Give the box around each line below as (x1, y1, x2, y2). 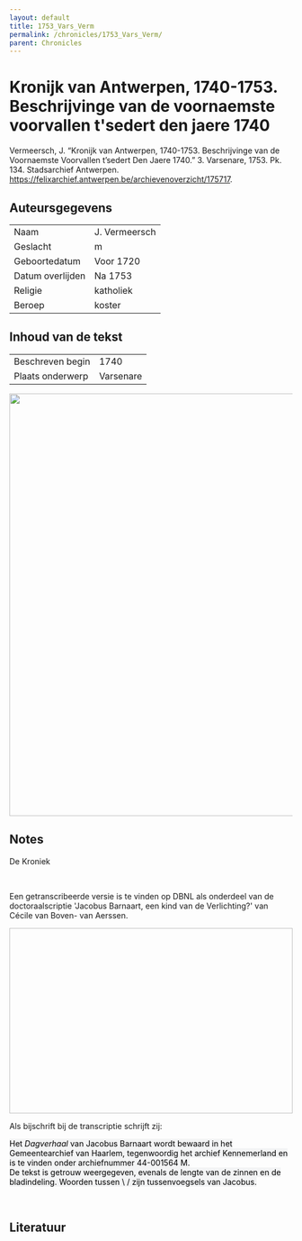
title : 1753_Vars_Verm (9, 22, 94, 31)
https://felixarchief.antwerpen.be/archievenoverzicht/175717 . (9, 174, 233, 185)
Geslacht (13, 241, 52, 252)
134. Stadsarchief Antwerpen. (9, 164, 120, 176)
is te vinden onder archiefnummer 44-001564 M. (9, 1157, 191, 1168)
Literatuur (9, 1220, 67, 1236)
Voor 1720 (93, 255, 141, 267)
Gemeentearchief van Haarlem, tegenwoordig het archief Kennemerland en (9, 1147, 289, 1158)
